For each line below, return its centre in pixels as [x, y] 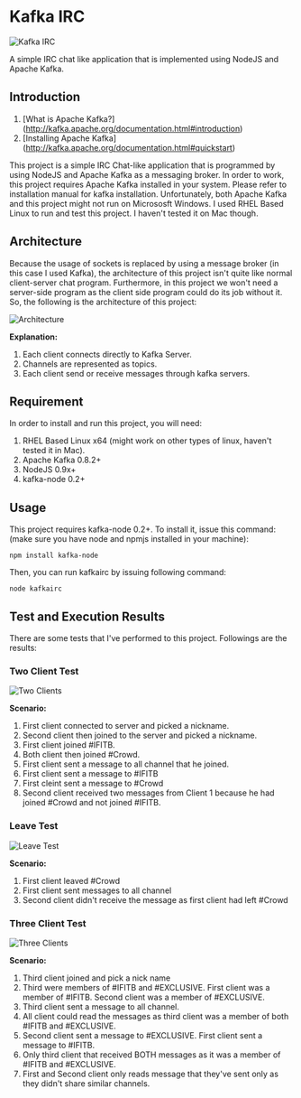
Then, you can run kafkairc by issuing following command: [118, 572]
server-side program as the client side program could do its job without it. [146, 292]
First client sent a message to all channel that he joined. [126, 764]
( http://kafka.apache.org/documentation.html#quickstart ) [129, 147]
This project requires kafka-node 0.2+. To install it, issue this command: [143, 529]
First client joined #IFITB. [68, 745]
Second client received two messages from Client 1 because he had [148, 793]
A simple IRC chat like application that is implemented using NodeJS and [144, 59]
